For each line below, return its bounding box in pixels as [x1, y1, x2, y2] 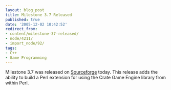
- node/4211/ [5, 36, 33, 41]
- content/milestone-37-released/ [5, 31, 79, 36]
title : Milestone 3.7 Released [5, 12, 72, 17]
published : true [5, 17, 40, 22]
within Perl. [5, 80, 29, 86]
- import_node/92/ [5, 41, 45, 46]
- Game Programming [5, 55, 47, 60]
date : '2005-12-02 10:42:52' [5, 21, 68, 27]
